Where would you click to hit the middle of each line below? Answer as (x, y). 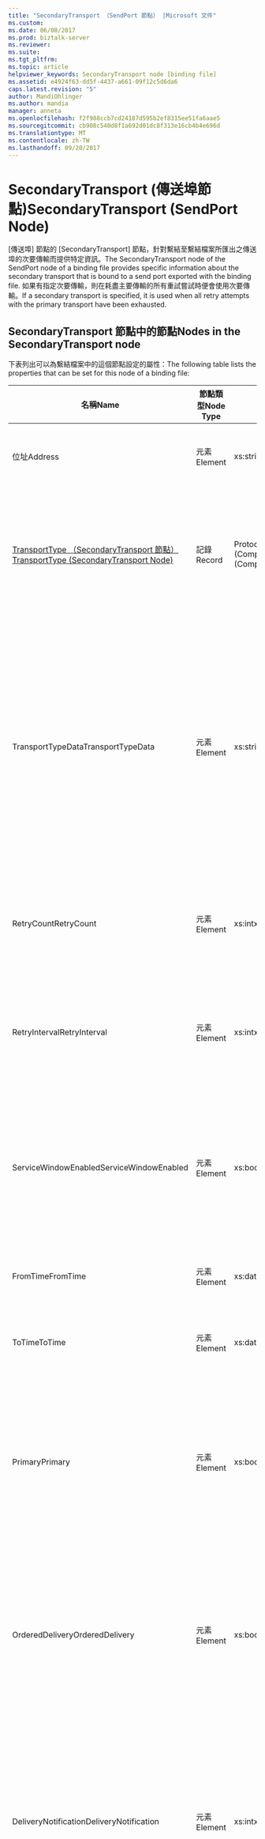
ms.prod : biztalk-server (49, 38)
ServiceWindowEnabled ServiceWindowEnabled (101, 1168)
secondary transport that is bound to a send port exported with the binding (130, 277)
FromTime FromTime (49, 1276)
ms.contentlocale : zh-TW (49, 140)
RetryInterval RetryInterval (60, 1032)
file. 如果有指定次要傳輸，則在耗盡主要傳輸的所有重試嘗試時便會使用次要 (126, 286)
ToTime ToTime (39, 1343)
